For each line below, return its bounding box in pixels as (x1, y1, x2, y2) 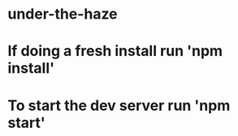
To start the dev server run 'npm (7, 96, 231, 114)
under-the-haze (7, 5, 119, 23)
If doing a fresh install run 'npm (7, 42, 223, 61)
